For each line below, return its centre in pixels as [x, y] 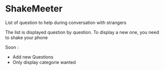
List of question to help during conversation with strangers [66, 22]
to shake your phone [26, 37]
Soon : [12, 47]
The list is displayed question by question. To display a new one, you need [82, 32]
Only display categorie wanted [44, 62]
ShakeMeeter [34, 9]
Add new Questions [33, 57]
